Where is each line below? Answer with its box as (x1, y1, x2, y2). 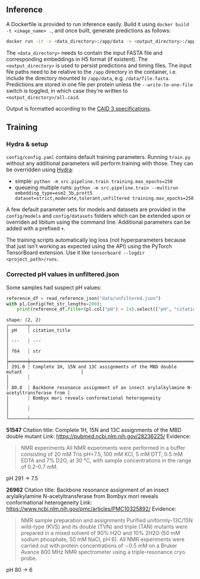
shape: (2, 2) (6, 317, 42, 323)
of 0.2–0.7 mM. (20, 464, 58, 471)
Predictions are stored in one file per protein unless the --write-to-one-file (6, 80, 193, 88)
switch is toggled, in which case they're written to (6, 87, 128, 94)
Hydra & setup (6, 140, 49, 148)
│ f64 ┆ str (6, 348, 42, 355)
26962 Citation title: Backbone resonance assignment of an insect (6, 486, 169, 493)
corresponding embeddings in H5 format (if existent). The (6, 55, 148, 62)
